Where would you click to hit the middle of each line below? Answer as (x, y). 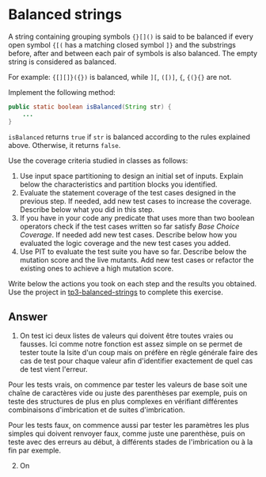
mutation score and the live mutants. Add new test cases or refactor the (137, 259)
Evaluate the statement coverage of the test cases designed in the (127, 192)
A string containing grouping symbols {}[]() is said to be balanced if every (131, 36)
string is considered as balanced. (63, 62)
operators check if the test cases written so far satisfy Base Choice (129, 226)
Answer (28, 317)
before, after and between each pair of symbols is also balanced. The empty (133, 53)
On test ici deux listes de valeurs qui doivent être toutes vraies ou (126, 336)
